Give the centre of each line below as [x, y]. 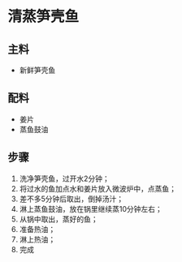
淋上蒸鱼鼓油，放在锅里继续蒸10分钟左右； [91, 208]
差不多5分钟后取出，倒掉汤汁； [71, 199]
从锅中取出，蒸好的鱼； [58, 219]
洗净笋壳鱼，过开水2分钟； [65, 178]
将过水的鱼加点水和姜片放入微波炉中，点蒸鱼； [97, 188]
